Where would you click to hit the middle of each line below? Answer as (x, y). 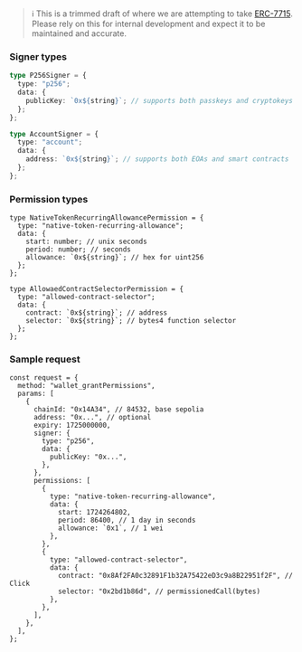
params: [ (36, 394)
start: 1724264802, (94, 513)
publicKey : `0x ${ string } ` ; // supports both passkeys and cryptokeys (160, 100)
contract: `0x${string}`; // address (97, 313)
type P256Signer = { (48, 76)
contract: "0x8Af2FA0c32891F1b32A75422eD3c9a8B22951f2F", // (175, 576)
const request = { (44, 378)
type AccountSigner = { (54, 134)
